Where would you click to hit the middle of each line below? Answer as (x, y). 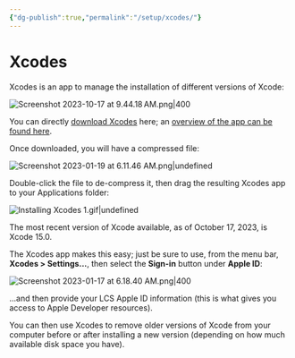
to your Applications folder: (59, 192)
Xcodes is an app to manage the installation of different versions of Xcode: (147, 87)
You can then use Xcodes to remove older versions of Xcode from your (140, 325)
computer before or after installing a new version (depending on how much (147, 334)
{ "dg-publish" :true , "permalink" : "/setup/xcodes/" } (105, 17)
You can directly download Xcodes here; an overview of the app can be (141, 121)
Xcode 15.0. (31, 236)
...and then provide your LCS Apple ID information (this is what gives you (143, 298)
